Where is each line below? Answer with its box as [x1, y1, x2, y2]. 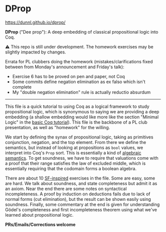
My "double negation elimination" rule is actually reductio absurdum [12, 89, 151, 95]
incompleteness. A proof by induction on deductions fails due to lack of [5, 191, 151, 197]
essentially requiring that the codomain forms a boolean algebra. [5, 165, 137, 171]
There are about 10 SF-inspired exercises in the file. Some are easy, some [5, 175, 156, 181]
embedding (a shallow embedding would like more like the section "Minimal [5, 114, 159, 120]
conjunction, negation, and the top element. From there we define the [5, 139, 147, 145]
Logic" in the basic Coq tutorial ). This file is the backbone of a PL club [5, 119, 148, 125]
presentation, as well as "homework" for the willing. [5, 124, 110, 130]
